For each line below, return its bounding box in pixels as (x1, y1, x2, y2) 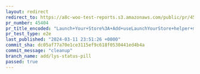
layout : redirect (5, 8, 49, 15)
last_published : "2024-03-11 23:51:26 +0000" (5, 36, 121, 42)
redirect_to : (5, 14, 38, 20)
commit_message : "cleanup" (5, 48, 73, 54)
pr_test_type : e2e (5, 31, 51, 37)
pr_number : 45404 (5, 20, 49, 26)
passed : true (5, 58, 38, 64)
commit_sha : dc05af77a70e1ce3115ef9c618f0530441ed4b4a (5, 42, 145, 48)
